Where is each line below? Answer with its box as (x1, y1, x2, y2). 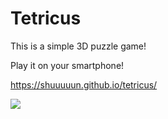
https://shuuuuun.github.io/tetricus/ (10, 78, 158, 91)
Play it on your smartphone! (10, 59, 125, 71)
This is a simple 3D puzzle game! (10, 40, 147, 52)
